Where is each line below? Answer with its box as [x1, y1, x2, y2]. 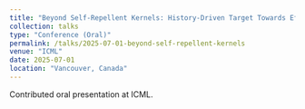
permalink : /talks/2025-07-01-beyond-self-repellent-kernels [9, 38, 246, 48]
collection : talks [9, 22, 79, 31]
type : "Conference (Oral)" [9, 30, 112, 39]
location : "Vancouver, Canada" [9, 64, 128, 74]
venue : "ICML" [9, 47, 64, 56]
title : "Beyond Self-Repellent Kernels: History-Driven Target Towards [9, 13, 286, 23]
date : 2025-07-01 [9, 55, 75, 64]
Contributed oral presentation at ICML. [9, 88, 153, 100]
